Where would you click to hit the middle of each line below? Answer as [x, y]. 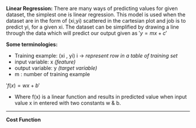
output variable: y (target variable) [56, 68]
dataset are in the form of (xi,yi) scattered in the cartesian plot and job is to [96, 21]
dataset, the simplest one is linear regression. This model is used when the [96, 15]
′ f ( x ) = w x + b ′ [23, 86]
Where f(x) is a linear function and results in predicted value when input [101, 97]
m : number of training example [52, 74]
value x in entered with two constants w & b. [68, 103]
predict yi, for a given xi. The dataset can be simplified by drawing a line [93, 27]
